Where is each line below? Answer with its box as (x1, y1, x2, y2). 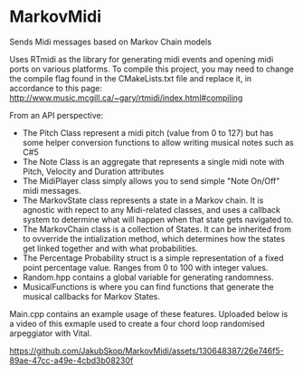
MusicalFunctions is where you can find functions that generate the (22, 281, 274, 292)
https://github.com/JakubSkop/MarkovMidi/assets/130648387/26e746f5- (9, 345, 284, 356)
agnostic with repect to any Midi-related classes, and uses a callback (22, 204, 280, 215)
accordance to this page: (9, 82, 102, 93)
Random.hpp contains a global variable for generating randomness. (22, 272, 274, 283)
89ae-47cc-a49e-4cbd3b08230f (9, 355, 134, 366)
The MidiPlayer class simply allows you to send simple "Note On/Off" (22, 175, 280, 187)
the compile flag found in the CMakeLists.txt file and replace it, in (9, 72, 252, 83)
